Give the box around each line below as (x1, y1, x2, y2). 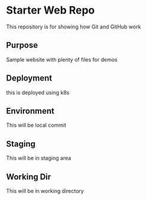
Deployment (6, 73, 53, 83)
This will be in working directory (6, 188, 84, 194)
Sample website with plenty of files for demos (6, 56, 118, 63)
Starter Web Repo (6, 4, 95, 17)
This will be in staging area (6, 154, 71, 162)
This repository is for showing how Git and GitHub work (6, 23, 141, 30)
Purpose (6, 40, 38, 50)
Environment (6, 106, 55, 116)
